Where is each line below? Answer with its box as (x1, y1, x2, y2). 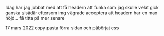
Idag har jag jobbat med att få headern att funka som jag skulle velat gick (5, 5, 159, 10)
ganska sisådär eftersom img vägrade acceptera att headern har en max (5, 10, 157, 16)
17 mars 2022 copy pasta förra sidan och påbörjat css (5, 25, 119, 31)
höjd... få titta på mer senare (5, 15, 65, 21)
